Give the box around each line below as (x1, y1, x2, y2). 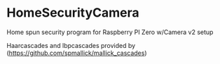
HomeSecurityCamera (6, 5, 139, 21)
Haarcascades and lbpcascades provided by (6, 41, 136, 49)
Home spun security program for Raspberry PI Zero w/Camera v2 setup (6, 28, 214, 36)
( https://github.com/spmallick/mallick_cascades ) (6, 49, 148, 57)
